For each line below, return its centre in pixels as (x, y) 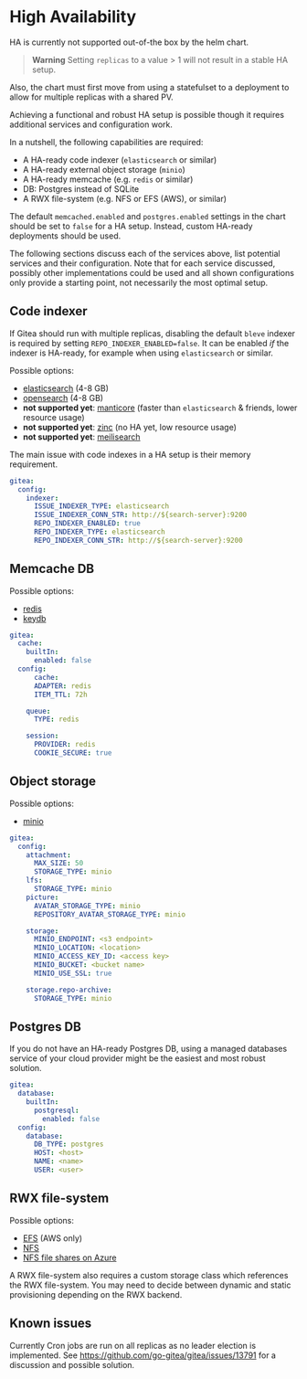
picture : (42, 897)
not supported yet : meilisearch (81, 437)
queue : (38, 711)
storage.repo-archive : (69, 990)
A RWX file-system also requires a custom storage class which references (149, 1275)
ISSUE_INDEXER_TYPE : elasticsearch (101, 506)
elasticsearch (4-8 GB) (66, 388)
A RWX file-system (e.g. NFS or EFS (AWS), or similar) (124, 198)
